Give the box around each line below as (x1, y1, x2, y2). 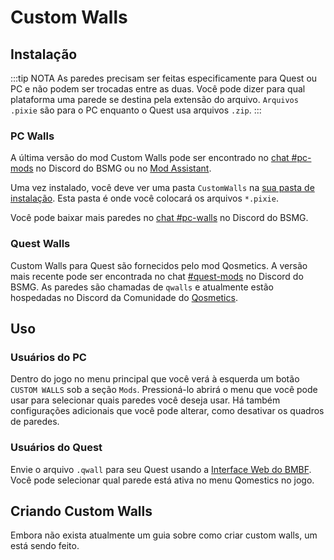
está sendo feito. (10, 540, 80, 552)
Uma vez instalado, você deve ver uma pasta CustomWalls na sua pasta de (10, 182, 315, 194)
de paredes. (10, 416, 60, 428)
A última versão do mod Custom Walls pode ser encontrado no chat (10, 152, 290, 164)
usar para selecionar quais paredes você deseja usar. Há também (10, 394, 281, 406)
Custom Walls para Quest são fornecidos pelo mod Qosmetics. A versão (10, 259, 308, 271)
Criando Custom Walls (10, 502, 153, 520)
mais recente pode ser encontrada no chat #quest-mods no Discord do (10, 270, 304, 282)
